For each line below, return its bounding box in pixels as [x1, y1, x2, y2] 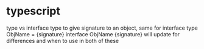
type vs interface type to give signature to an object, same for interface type [6, 24, 198, 31]
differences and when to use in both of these [6, 37, 119, 44]
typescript [6, 4, 61, 18]
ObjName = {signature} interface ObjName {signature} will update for [6, 30, 180, 38]
